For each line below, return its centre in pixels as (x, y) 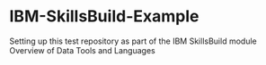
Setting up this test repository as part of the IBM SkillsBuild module (133, 41)
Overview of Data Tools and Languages (82, 50)
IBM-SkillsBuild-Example (104, 16)
